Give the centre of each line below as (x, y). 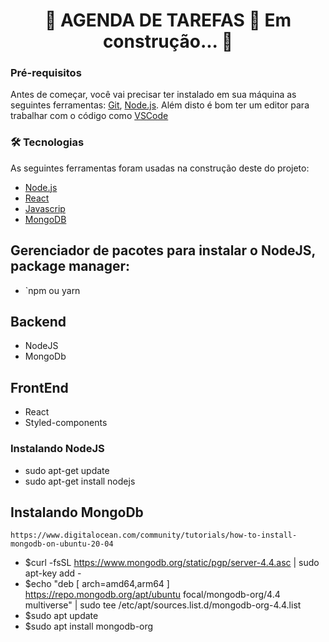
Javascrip (45, 208)
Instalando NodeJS (57, 449)
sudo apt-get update (67, 470)
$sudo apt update (61, 616)
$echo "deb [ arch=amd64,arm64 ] (97, 584)
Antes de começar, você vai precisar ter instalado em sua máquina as (153, 95)
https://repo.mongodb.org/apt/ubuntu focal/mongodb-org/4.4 (152, 595)
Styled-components (66, 423)
